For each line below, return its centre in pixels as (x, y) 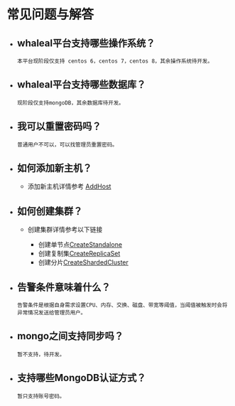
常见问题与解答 (50, 15)
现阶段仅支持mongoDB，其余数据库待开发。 (71, 103)
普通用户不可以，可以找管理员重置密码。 (67, 144)
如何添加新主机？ (54, 168)
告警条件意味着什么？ (64, 287)
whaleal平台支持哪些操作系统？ (86, 43)
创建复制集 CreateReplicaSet (79, 254)
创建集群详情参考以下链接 (65, 230)
